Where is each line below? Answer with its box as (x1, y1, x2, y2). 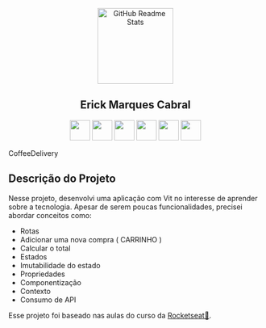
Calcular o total (19, 243, 71, 253)
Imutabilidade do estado (19, 260, 101, 270)
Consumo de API (19, 295, 77, 305)
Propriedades (19, 269, 66, 279)
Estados (19, 251, 48, 262)
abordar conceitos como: (8, 210, 92, 220)
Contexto (19, 286, 51, 296)
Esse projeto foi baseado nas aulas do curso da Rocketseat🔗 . (8, 310, 212, 320)
